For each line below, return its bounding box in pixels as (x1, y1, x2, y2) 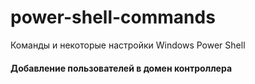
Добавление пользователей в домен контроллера (10, 62, 233, 74)
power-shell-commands (10, 6, 216, 29)
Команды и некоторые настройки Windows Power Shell (10, 39, 246, 51)
